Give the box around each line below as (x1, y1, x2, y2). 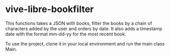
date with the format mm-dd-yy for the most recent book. (5, 31, 127, 37)
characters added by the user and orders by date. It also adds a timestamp (5, 25, 162, 31)
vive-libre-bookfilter (5, 4, 94, 15)
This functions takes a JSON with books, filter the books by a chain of (5, 20, 152, 26)
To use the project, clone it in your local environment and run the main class (5, 40, 165, 46)
